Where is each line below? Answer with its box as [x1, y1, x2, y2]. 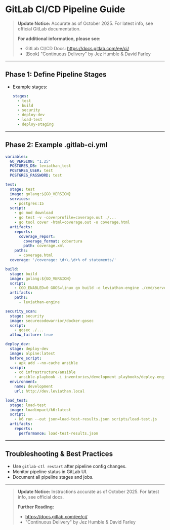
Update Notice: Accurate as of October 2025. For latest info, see [17, 20, 153, 26]
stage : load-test [10, 402, 47, 408]
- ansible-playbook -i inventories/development [14, 374, 116, 380]
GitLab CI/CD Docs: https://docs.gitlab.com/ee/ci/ [25, 45, 130, 51]
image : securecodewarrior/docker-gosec [10, 318, 94, 323]
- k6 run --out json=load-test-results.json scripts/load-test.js [14, 417, 157, 422]
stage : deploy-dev [10, 346, 49, 351]
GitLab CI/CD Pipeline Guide [5, 4, 125, 15]
